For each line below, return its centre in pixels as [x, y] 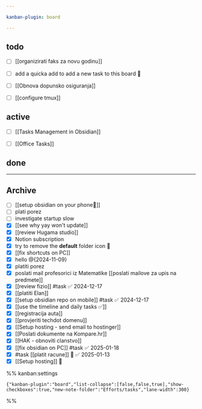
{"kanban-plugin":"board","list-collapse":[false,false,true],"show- [95, 384]
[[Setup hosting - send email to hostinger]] [68, 327]
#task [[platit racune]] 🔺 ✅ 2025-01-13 [62, 354]
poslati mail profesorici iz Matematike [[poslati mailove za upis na [96, 273]
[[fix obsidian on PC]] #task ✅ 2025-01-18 [67, 347]
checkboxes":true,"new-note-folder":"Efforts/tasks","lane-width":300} [98, 390]
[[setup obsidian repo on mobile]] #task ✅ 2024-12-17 [82, 300]
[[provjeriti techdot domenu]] [51, 320]
